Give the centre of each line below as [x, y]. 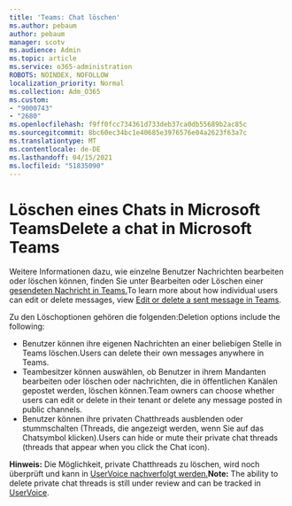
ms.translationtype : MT [53, 141]
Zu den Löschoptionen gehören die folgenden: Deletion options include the [145, 317]
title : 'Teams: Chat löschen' [65, 17]
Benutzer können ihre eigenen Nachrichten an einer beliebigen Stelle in [152, 344]
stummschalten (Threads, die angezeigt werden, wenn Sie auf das [142, 428]
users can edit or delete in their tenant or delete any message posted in [152, 401]
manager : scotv [37, 42]
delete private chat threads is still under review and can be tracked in [135, 483]
